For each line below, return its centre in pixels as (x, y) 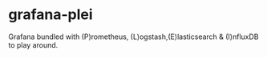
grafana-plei (51, 15)
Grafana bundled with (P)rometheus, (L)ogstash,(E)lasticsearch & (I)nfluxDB (133, 37)
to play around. (33, 44)
